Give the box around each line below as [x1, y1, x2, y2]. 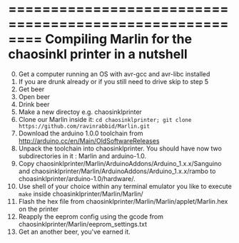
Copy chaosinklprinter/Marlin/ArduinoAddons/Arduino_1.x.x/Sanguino [18, 159, 222, 167]
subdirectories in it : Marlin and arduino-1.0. [18, 151, 147, 160]
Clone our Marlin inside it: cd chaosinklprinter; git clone [18, 115, 192, 123]
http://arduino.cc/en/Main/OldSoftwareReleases [18, 136, 160, 145]
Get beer [18, 85, 45, 93]
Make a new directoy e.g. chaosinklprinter [18, 108, 142, 116]
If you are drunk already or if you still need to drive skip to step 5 [18, 77, 209, 86]
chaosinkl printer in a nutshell [8, 46, 188, 63]
